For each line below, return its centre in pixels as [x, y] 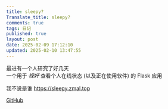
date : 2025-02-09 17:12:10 [40, 45]
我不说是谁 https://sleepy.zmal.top [48, 88]
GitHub [15, 100]
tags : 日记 [19, 28]
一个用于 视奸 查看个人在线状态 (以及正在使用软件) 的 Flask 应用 [84, 76]
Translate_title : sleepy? [38, 17]
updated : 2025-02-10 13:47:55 [44, 51]
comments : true [25, 23]
